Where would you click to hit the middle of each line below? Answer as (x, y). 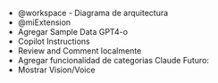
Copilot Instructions (54, 41)
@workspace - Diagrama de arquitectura (93, 13)
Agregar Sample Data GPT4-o (72, 32)
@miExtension (44, 22)
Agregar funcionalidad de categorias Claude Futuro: (113, 60)
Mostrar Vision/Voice (56, 70)
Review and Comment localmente (80, 51)
